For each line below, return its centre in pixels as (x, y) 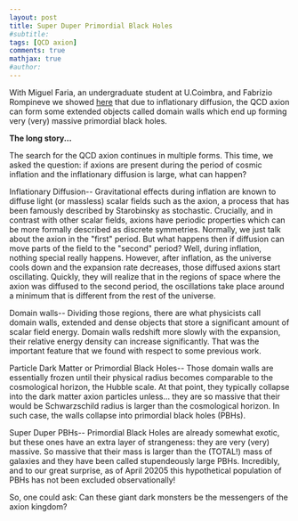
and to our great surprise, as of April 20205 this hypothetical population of (145, 470)
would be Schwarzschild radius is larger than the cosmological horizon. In (145, 405)
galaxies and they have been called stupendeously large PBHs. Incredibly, (145, 460)
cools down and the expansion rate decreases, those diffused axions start (145, 267)
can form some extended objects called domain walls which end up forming (148, 111)
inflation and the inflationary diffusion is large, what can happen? (128, 174)
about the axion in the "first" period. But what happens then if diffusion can (147, 239)
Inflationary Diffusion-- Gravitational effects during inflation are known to (143, 191)
